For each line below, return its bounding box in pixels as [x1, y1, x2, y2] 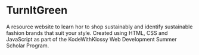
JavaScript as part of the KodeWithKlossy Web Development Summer [6, 35, 177, 43]
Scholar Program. [6, 42, 49, 49]
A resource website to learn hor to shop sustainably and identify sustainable [6, 23, 193, 30]
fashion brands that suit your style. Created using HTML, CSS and [6, 29, 168, 36]
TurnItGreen [6, 4, 68, 17]
